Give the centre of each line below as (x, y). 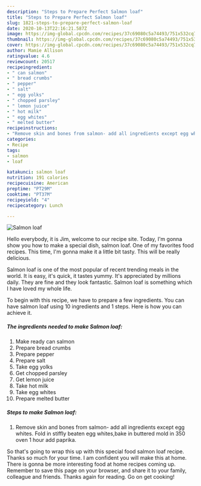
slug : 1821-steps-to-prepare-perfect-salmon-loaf (70, 23)
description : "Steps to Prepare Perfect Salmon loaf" (75, 12)
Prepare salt (30, 361)
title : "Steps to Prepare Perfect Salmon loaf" (67, 17)
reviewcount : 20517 (31, 61)
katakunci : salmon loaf (36, 172)
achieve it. (19, 313)
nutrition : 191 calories (38, 178)
